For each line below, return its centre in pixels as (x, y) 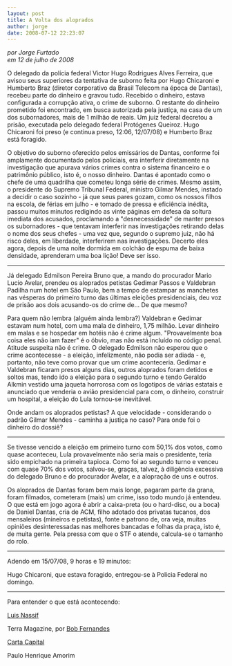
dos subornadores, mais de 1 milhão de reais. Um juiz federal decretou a (110, 118)
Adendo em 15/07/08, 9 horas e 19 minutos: (69, 562)
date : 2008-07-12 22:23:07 (46, 33)
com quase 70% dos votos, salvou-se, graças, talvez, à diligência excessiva (115, 469)
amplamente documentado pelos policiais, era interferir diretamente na (108, 160)
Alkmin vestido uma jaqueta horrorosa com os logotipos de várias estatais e (115, 385)
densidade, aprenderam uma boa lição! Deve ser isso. (84, 256)
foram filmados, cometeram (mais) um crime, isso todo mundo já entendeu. (114, 497)
